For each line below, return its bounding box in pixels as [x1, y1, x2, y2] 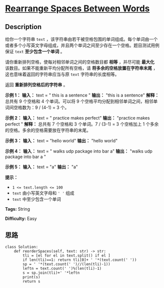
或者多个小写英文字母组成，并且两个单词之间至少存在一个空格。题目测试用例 [5, 42, 160, 48]
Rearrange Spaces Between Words [5, 3, 150, 14]
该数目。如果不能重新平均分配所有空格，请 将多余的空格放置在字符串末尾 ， [5, 65, 158, 71]
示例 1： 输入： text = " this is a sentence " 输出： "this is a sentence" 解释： [5, 92, 159, 98]
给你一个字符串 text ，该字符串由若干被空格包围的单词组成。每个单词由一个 [5, 36, 158, 42]
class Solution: [5, 244, 38, 249]
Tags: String [5, 206, 30, 212]
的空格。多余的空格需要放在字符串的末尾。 [5, 128, 91, 133]
